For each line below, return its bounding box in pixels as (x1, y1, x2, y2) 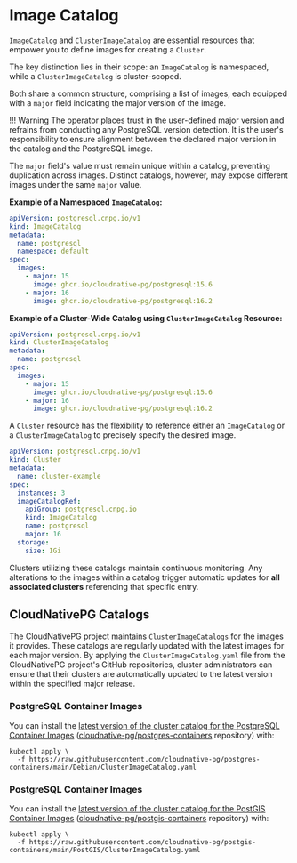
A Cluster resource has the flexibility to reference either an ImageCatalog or (9, 420, 285, 431)
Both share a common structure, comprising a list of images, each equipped (9, 88, 287, 99)
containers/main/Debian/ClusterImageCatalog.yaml (9, 762, 197, 771)
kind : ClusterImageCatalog (9, 338, 109, 347)
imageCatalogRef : (17, 496, 82, 505)
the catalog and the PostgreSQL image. (9, 143, 154, 154)
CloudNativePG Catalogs (9, 607, 150, 623)
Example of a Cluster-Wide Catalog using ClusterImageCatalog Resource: (9, 312, 283, 323)
